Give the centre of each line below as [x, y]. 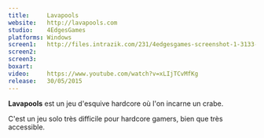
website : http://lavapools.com [63, 23]
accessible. [27, 127]
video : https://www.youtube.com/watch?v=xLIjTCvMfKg [103, 74]
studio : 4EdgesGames [47, 30]
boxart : [21, 67]
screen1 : [22, 45]
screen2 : [22, 52]
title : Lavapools [44, 15]
